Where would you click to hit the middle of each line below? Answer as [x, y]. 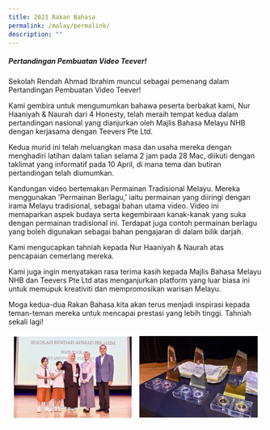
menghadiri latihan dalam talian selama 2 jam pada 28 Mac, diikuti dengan [132, 156]
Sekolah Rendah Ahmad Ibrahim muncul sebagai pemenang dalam [119, 82]
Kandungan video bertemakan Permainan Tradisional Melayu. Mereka [124, 189]
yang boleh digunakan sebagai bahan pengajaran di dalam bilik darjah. [126, 232]
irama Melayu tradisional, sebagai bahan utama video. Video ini [114, 206]
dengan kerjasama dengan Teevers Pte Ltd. [81, 132]
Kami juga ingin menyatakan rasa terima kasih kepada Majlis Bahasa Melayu [135, 272]
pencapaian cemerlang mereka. [61, 256]
